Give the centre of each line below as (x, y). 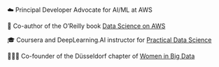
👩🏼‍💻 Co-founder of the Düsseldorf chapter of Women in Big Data (101, 56)
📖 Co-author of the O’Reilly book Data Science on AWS (86, 26)
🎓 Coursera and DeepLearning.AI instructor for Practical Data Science (109, 40)
